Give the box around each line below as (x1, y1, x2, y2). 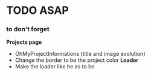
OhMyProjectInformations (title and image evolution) (14, 50, 146, 58)
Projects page (6, 38, 42, 46)
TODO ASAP (6, 4, 69, 17)
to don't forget (6, 25, 50, 34)
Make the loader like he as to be (14, 63, 95, 70)
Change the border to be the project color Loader (14, 56, 139, 64)
